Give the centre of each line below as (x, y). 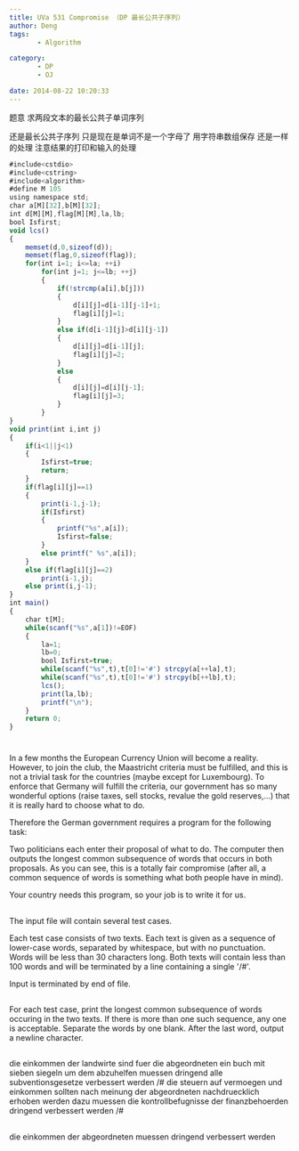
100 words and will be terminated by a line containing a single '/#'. (130, 966)
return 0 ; (44, 719)
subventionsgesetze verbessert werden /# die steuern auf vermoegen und (146, 1082)
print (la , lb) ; (67, 694)
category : (28, 59)
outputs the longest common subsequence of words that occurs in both (141, 859)
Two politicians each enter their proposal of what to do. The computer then (147, 849)
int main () (29, 603)
